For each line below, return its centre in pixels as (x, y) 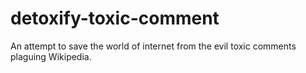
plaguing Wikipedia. (51, 56)
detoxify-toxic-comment (115, 18)
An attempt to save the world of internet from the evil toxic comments (153, 46)
